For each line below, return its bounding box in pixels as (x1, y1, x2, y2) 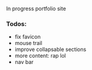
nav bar (14, 59, 34, 66)
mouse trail (14, 40, 43, 47)
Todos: (6, 20, 27, 28)
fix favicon (14, 33, 41, 40)
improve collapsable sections (14, 46, 87, 53)
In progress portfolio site (6, 5, 66, 12)
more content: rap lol (14, 52, 66, 59)
